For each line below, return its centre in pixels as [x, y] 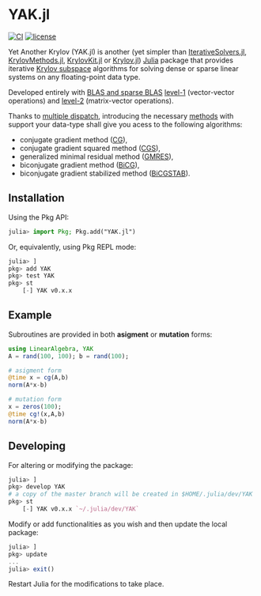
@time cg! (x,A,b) [37, 414]
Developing [37, 446]
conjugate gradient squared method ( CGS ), [90, 148]
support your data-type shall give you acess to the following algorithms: [125, 124]
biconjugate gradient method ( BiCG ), [79, 164]
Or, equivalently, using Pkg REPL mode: [72, 247]
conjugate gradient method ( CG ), [74, 139]
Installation [36, 198]
